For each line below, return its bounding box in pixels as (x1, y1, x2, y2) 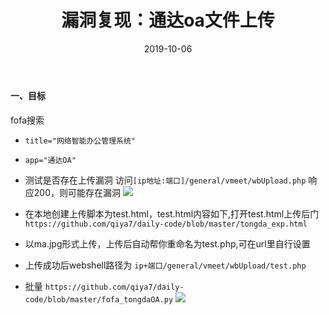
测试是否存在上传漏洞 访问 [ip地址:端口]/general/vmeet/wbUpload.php (24, 174, 307, 186)
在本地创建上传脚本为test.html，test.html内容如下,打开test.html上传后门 (24, 207, 320, 220)
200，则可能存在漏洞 (33, 186, 121, 198)
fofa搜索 (10, 114, 45, 126)
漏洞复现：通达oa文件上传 (61, 9, 275, 32)
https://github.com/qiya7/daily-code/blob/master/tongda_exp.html (24, 219, 308, 229)
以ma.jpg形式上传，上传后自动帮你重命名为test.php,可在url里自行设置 (24, 237, 311, 250)
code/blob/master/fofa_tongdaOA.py (24, 294, 174, 305)
